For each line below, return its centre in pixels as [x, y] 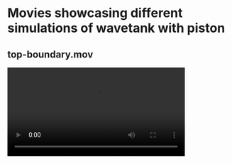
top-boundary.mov [50, 54]
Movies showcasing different [95, 13]
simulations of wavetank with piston [116, 28]
